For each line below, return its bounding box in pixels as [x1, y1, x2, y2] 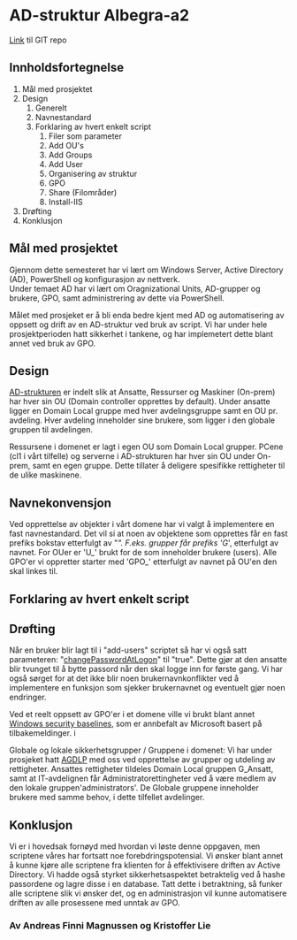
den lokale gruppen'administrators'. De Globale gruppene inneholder [9, 783, 259, 793]
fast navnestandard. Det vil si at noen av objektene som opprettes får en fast [9, 528, 288, 539]
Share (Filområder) [48, 187, 118, 197]
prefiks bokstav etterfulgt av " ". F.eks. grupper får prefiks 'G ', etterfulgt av [9, 538, 279, 548]
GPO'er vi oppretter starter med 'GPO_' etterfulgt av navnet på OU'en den [9, 556, 278, 567]
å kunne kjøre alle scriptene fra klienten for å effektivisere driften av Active [9, 860, 281, 871]
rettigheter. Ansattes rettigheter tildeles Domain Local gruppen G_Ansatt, [9, 764, 274, 775]
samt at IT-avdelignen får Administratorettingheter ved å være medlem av [9, 773, 277, 783]
